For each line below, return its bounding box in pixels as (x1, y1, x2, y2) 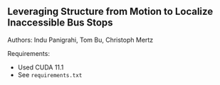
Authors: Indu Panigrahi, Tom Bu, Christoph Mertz (7, 35, 154, 44)
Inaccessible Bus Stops (7, 17, 113, 29)
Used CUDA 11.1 (17, 63, 64, 72)
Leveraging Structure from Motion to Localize (7, 6, 214, 18)
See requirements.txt (17, 70, 83, 79)
